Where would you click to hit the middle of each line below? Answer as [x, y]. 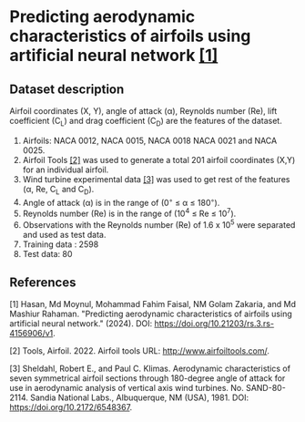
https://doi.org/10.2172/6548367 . [71, 407]
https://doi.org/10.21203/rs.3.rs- [214, 324]
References [43, 282]
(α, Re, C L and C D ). [58, 190]
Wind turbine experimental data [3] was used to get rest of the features [156, 179]
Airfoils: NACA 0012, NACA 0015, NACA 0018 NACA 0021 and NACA [150, 140]
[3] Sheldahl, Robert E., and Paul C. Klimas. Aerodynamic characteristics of [150, 369]
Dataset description [67, 89]
